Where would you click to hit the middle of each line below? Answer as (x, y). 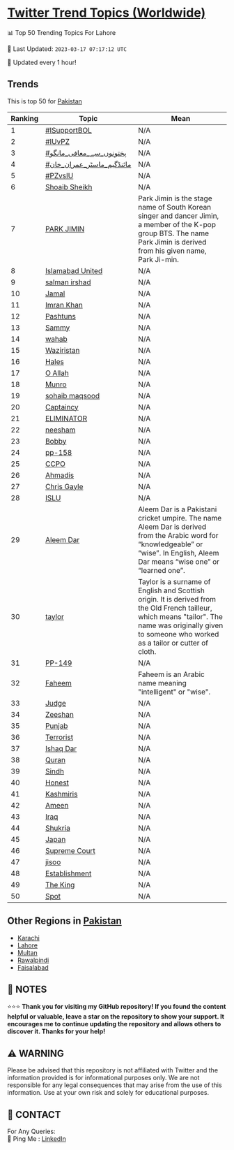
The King (60, 885)
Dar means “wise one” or (179, 562)
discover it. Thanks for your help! (56, 1031)
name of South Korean (175, 207)
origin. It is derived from (177, 599)
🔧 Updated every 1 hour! (42, 62)
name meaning (162, 683)
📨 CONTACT (34, 1115)
